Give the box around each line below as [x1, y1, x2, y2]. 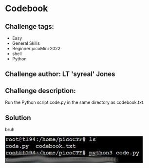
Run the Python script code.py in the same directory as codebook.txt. [5, 99, 145, 105]
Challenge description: [5, 86, 76, 95]
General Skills [12, 40, 40, 46]
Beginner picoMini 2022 [12, 46, 61, 51]
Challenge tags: [5, 22, 55, 31]
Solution [5, 113, 31, 122]
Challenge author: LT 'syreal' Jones [5, 70, 115, 78]
